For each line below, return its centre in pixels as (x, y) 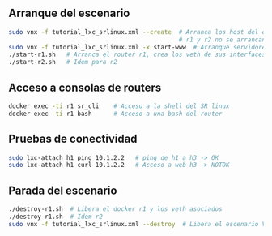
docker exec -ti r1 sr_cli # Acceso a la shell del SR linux (119, 106)
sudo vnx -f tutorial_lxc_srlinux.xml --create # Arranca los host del (134, 32)
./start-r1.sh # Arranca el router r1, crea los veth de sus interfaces (137, 55)
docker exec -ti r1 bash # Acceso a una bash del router (115, 114)
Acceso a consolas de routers (85, 87)
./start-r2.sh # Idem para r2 (63, 62)
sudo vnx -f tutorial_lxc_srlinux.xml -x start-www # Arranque (119, 47)
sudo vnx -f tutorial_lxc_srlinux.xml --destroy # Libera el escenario (134, 224)
